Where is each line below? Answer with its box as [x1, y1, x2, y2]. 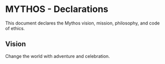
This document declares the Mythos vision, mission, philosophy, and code [5, 20, 160, 26]
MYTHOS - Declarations [5, 3, 109, 15]
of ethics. [5, 25, 25, 31]
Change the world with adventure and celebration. [5, 53, 110, 59]
